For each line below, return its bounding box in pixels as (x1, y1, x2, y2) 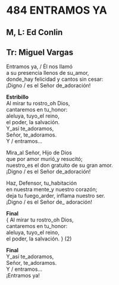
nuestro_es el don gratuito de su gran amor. (6, 161, 113, 169)
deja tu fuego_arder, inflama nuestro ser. (6, 192, 105, 199)
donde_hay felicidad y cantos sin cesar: (6, 75, 104, 83)
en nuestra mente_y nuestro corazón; (6, 186, 98, 193)
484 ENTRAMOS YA (6, 4, 107, 17)
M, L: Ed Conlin (6, 27, 63, 37)
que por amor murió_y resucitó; (6, 156, 83, 163)
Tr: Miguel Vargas (6, 47, 74, 57)
